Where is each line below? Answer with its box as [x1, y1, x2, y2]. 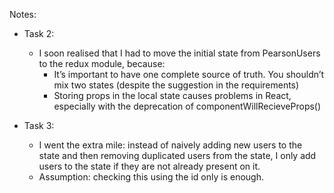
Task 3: [23, 120, 55, 131]
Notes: [9, 9, 37, 20]
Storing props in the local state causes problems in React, [53, 90, 292, 101]
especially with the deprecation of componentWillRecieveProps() [53, 100, 322, 112]
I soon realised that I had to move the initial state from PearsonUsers [38, 47, 321, 59]
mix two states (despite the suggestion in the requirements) [53, 79, 300, 91]
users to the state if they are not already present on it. [38, 160, 261, 172]
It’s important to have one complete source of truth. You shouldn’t [53, 69, 325, 80]
